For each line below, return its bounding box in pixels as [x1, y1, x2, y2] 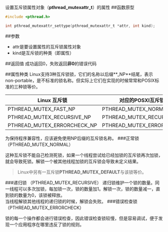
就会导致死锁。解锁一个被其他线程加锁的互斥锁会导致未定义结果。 [5, 158, 141, 164]
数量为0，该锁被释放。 [18, 192, 65, 198]
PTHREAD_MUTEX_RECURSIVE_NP [7, 113, 91, 120]
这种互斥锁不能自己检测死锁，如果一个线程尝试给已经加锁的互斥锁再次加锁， [5, 152, 163, 158]
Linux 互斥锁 [37, 96, 67, 103]
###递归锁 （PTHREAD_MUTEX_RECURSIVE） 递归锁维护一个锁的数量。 [5, 179, 155, 185]
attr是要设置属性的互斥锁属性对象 [12, 43, 81, 49]
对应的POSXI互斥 [119, 96, 160, 103]
